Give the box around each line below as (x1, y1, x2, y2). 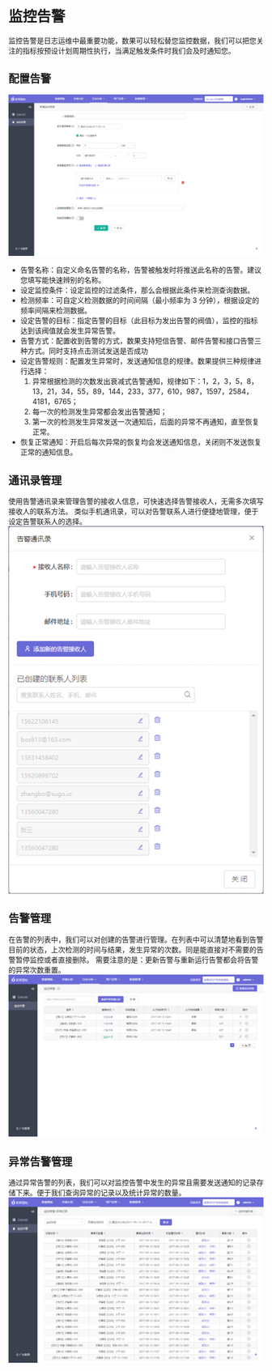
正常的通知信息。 (19, 447, 78, 458)
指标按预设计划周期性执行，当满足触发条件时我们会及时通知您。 (22, 45, 236, 55)
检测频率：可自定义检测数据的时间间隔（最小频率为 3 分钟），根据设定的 (19, 296, 260, 305)
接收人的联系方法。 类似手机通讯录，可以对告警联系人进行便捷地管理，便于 (8, 506, 259, 516)
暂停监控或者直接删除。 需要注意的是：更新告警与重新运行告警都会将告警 (15, 955, 259, 964)
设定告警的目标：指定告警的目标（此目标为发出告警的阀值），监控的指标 (19, 316, 258, 326)
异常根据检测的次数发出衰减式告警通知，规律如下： (32, 377, 203, 386)
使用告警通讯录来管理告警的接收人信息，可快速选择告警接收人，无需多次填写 (8, 496, 264, 506)
